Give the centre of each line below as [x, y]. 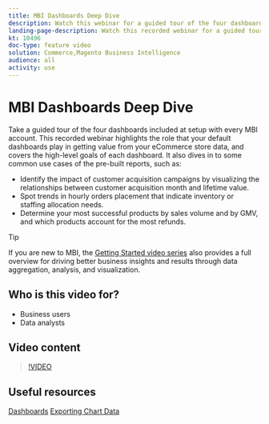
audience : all [32, 61]
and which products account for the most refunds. [103, 222]
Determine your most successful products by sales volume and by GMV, [139, 213]
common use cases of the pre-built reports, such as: [95, 163]
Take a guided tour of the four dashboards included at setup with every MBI [133, 130]
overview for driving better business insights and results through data [123, 261]
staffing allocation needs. [62, 204]
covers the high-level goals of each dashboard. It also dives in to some [125, 155]
